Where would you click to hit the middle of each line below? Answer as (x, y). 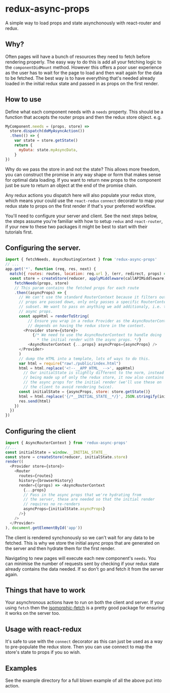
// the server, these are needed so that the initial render (89, 500)
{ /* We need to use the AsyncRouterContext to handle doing (97, 335)
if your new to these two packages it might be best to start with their (76, 226)
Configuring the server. (43, 247)
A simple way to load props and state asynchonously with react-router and (83, 23)
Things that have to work (45, 590)
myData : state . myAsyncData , (48, 150)
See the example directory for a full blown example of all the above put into (83, 680)
